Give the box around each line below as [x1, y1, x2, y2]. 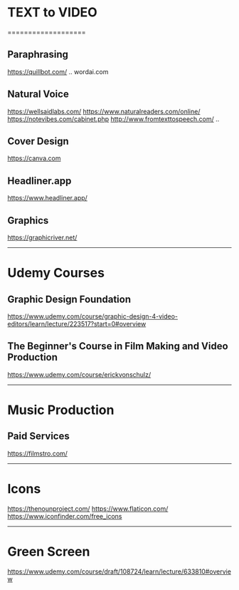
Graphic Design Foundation [7, 293, 132, 305]
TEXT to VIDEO [7, 4, 97, 21]
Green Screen [7, 543, 90, 559]
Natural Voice [7, 88, 69, 100]
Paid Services [7, 430, 70, 442]
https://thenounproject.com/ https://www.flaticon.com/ [7, 504, 169, 513]
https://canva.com [7, 154, 61, 162]
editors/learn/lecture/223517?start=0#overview [7, 320, 147, 328]
